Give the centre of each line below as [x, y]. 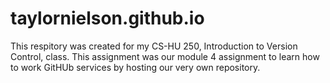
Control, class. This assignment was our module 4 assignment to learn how [165, 56]
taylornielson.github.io [107, 18]
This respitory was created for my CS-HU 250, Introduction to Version [154, 46]
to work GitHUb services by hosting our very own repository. [135, 67]
